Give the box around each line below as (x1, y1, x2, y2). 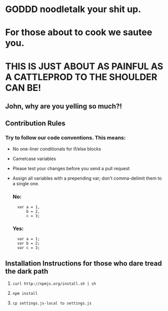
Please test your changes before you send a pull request (12, 165, 130, 171)
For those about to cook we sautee (5, 27, 152, 38)
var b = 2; (17, 241, 40, 246)
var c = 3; (17, 245, 40, 250)
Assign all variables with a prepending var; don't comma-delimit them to (12, 175, 162, 181)
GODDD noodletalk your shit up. (5, 4, 141, 15)
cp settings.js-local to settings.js (12, 301, 92, 306)
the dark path (5, 267, 49, 276)
